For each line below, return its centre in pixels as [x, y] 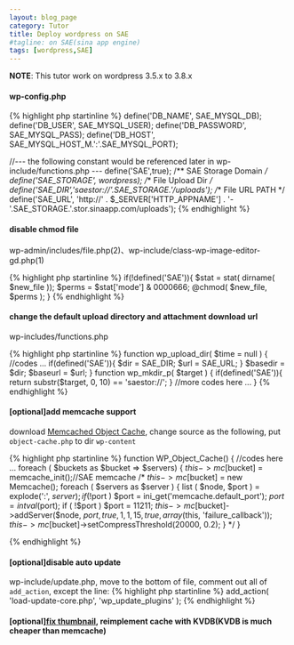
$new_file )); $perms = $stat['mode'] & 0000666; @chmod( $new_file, [139, 286]
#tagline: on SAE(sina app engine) [75, 42]
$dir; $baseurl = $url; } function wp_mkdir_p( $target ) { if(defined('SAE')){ [146, 372]
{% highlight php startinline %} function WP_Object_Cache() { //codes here [147, 458]
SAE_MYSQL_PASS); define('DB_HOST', [82, 135]
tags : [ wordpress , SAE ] [51, 51]
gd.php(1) [27, 260]
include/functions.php [50, 171]
